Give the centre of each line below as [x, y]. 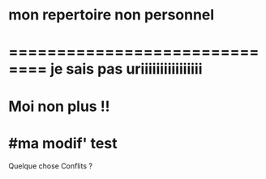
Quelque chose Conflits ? [51, 166]
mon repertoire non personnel [112, 15]
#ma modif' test [63, 143]
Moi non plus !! [60, 106]
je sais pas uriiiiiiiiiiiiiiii [126, 69]
